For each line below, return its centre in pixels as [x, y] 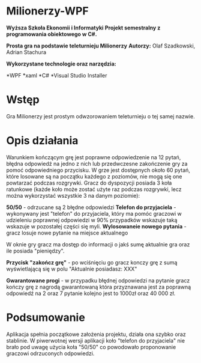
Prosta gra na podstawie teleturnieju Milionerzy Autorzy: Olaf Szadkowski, [101, 46]
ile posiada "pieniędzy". [35, 251]
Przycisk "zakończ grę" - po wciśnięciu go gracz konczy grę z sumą [92, 262]
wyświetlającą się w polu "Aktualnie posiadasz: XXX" [72, 269]
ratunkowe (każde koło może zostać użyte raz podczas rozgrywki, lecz [94, 189]
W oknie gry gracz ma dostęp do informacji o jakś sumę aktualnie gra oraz [98, 244]
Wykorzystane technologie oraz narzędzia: [61, 64]
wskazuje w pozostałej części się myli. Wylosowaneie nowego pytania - [97, 226]
